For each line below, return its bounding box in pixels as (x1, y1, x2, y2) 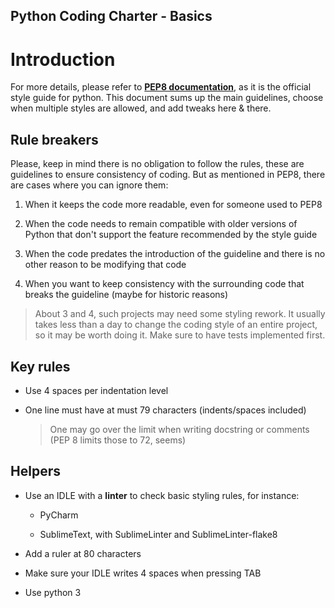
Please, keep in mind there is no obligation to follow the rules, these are (10, 158, 305, 170)
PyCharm (39, 509, 79, 521)
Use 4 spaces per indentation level (24, 384, 169, 396)
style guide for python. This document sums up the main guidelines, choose (10, 92, 324, 104)
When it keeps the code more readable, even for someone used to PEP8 (24, 199, 323, 211)
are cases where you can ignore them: (10, 179, 169, 191)
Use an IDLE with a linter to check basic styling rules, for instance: (24, 489, 300, 501)
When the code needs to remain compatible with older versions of (24, 218, 298, 230)
